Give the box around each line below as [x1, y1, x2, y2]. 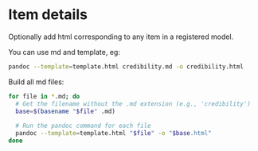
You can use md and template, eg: [8, 47, 121, 56]
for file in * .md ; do [8, 92, 80, 100]
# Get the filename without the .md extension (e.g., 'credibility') [15, 99, 251, 108]
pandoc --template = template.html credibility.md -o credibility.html [8, 62, 244, 71]
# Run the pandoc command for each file [15, 122, 151, 130]
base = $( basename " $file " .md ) [15, 107, 115, 115]
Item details [8, 6, 88, 24]
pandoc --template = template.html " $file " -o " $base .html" [15, 130, 213, 137]
